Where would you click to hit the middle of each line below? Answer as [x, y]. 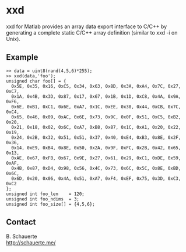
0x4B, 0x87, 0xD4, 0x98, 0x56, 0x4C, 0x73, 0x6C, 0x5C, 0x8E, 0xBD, [96, 168]
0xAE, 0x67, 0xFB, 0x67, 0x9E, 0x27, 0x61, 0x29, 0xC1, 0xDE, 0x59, [96, 158]
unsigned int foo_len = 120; [45, 194]
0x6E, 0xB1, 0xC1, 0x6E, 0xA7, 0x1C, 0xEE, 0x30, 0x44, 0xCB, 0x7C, [96, 107]
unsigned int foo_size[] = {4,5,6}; [50, 204]
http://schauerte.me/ [31, 242]
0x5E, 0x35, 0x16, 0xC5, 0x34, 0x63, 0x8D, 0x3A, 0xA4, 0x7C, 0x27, [96, 86]
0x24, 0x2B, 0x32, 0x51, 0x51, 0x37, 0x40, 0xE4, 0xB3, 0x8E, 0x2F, [96, 137]
